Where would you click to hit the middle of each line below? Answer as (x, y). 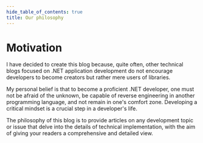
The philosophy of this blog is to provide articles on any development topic (100, 120)
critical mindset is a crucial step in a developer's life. (72, 109)
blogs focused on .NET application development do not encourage (90, 71)
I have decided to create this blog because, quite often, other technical (95, 65)
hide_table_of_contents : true (45, 12)
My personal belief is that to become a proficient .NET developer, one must (100, 89)
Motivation (34, 48)
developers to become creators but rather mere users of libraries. (88, 77)
